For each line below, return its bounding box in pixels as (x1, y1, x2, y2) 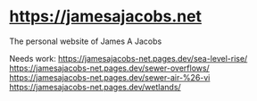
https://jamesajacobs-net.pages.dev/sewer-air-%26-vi (9, 72, 211, 82)
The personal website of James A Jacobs (9, 36, 162, 46)
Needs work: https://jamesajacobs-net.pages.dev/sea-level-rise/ (9, 53, 248, 63)
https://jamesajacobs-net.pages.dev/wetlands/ (9, 81, 181, 92)
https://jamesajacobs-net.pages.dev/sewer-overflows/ (9, 63, 210, 73)
